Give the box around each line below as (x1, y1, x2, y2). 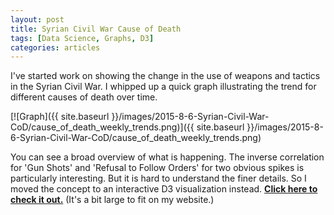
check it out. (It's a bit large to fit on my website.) (10, 194, 215, 206)
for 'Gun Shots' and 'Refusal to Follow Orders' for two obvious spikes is (10, 162, 305, 174)
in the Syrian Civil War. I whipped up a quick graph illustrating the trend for (10, 81, 317, 93)
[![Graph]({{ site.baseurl (10, 111, 110, 123)
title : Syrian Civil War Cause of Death (10, 24, 182, 34)
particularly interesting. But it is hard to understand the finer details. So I (10, 172, 307, 185)
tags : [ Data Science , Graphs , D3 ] (10, 33, 155, 43)
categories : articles (10, 42, 101, 53)
